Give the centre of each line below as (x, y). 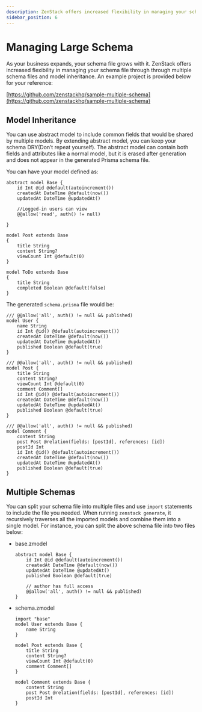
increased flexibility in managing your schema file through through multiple (99, 70)
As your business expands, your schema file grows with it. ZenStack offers (99, 64)
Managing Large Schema (70, 47)
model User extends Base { (49, 624)
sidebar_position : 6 (32, 17)
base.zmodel (31, 544)
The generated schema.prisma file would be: (60, 305)
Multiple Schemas (41, 492)
